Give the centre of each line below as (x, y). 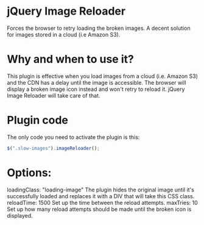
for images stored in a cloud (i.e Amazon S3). (64, 34)
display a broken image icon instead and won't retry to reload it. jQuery (96, 89)
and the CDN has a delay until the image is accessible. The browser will (97, 82)
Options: (29, 173)
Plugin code (38, 120)
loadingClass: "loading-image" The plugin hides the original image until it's (100, 190)
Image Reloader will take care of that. (54, 95)
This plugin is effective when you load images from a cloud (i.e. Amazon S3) (103, 76)
